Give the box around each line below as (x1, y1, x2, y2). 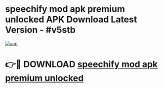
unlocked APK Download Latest (5, 14, 137, 25)
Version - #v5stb (5, 25, 76, 35)
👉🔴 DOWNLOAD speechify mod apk (5, 59, 158, 70)
